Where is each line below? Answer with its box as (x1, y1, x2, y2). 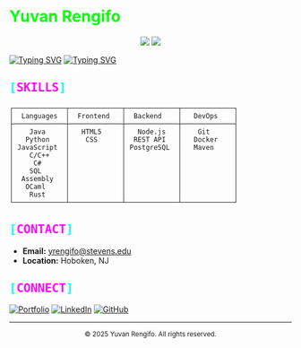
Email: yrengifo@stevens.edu (21, 245, 132, 257)
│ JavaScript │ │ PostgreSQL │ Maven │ (9, 143, 239, 152)
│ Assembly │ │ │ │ (9, 174, 239, 183)
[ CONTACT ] (9, 222, 73, 237)
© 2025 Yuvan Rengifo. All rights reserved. (84, 330, 217, 339)
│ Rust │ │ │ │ (9, 190, 239, 199)
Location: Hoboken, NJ (21, 255, 109, 265)
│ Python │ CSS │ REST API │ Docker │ (9, 135, 239, 144)
